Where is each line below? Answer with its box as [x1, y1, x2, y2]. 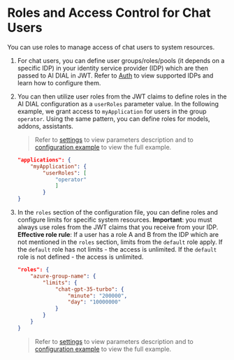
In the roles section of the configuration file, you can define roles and [17, 208, 219, 217]
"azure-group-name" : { [30, 273, 96, 280]
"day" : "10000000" [67, 298, 122, 305]
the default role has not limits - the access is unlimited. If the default [17, 245, 217, 254]
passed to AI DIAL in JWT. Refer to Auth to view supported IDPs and [17, 71, 214, 80]
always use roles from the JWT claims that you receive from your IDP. [17, 223, 219, 231]
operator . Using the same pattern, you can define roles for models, [17, 114, 211, 123]
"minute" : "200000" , [67, 292, 128, 299]
